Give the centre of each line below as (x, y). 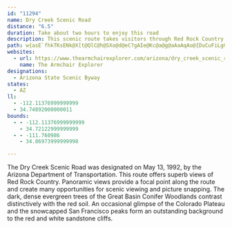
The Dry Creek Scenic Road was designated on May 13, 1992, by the (104, 167)
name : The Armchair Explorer (61, 65)
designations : (28, 71)
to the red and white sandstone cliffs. (60, 218)
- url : (23, 59)
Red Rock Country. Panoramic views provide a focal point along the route (111, 182)
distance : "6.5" (30, 26)
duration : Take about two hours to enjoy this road (83, 33)
